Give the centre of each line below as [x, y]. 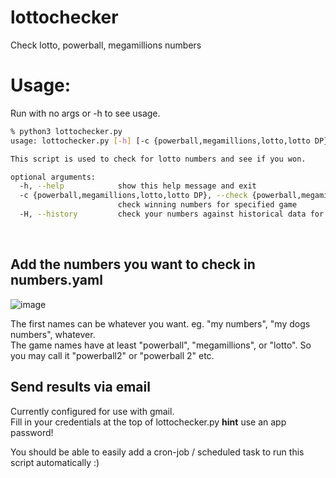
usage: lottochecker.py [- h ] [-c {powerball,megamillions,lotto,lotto [160, 141]
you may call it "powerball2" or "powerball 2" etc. [112, 355]
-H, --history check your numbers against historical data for [172, 214]
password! [32, 432]
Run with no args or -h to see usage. [85, 113]
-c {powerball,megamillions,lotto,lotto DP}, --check [133, 196]
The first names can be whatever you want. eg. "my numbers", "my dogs [160, 323]
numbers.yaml [56, 280]
